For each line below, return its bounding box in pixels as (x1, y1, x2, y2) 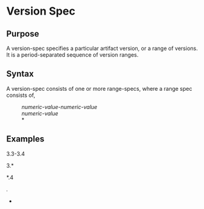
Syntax (6, 69, 34, 79)
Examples (6, 134, 44, 144)
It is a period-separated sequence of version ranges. (6, 51, 139, 58)
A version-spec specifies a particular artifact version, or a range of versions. (6, 44, 198, 52)
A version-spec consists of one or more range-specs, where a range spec (6, 85, 192, 92)
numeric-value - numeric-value (21, 103, 97, 110)
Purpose (6, 29, 40, 39)
